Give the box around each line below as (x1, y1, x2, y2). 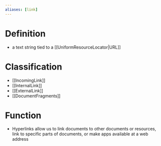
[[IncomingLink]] (12, 77, 46, 83)
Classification (5, 61, 62, 72)
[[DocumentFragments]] (12, 93, 61, 99)
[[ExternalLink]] (12, 88, 44, 93)
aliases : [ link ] (5, 7, 38, 12)
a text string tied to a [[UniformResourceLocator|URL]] (12, 44, 121, 50)
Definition (5, 28, 46, 39)
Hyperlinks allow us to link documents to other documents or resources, (12, 126, 156, 132)
